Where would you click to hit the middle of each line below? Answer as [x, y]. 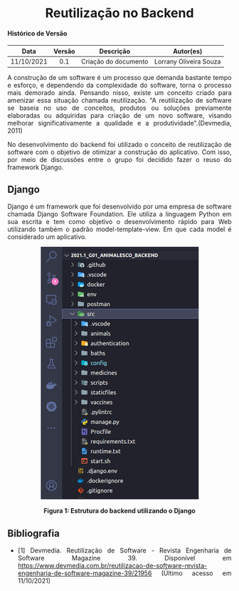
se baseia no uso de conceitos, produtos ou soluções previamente [119, 108]
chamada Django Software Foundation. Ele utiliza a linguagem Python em [119, 214]
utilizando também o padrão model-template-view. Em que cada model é [119, 229]
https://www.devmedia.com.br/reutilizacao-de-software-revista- [112, 566]
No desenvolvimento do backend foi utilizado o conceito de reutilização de [119, 144]
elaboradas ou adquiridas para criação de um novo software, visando [119, 115]
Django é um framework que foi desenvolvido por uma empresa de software [119, 207]
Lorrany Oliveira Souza [187, 61]
